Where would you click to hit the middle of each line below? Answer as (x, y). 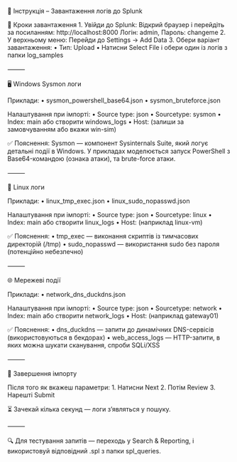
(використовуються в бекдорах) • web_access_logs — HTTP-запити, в (114, 337)
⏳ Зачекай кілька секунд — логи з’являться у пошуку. (89, 409)
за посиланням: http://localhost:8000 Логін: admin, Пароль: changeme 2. (116, 32)
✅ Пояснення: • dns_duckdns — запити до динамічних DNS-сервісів (111, 330)
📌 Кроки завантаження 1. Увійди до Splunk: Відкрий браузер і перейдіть (116, 25)
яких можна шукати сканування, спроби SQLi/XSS (84, 345)
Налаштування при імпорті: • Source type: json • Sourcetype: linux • (110, 215)
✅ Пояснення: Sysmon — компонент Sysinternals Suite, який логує (108, 143)
